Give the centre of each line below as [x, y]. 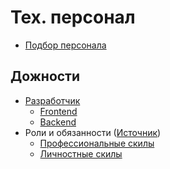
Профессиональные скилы [97, 143]
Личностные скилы [81, 153]
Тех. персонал [73, 17]
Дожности [45, 76]
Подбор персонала [65, 45]
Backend [58, 122]
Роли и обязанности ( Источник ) [93, 132]
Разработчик [52, 100]
